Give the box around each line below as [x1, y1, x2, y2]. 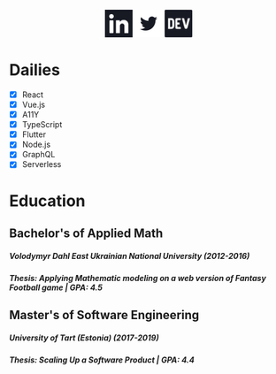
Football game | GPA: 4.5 [9, 282, 103, 293]
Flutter [21, 129, 47, 140]
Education [9, 191, 86, 210]
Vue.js [21, 99, 46, 110]
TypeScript [21, 119, 63, 130]
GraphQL [21, 149, 56, 160]
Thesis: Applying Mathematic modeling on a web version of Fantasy [9, 272, 267, 283]
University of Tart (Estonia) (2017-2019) [9, 332, 159, 343]
